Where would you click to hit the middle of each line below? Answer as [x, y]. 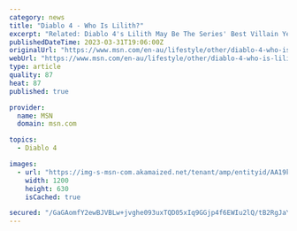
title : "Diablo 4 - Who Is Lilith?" [76, 26]
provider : [27, 107]
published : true [39, 91]
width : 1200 [47, 181]
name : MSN [35, 116]
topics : [23, 140]
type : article [35, 67]
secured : [25, 213]
